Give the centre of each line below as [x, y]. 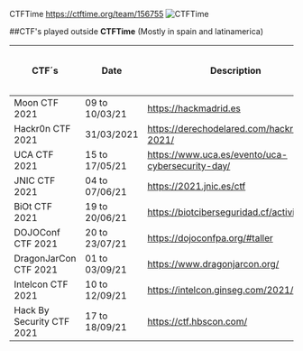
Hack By [32, 310]
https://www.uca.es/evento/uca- [218, 155]
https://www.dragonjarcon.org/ [213, 264]
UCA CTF [34, 155]
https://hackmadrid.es [194, 108]
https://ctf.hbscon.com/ [197, 322]
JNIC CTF [35, 180]
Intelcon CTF [41, 284]
